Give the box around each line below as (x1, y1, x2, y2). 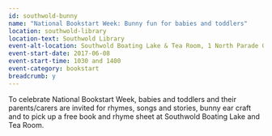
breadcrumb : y (8, 72, 57, 80)
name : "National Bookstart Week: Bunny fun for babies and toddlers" (8, 19, 249, 28)
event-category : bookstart (8, 65, 100, 73)
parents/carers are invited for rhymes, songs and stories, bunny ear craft (8, 103, 252, 113)
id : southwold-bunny (8, 11, 79, 20)
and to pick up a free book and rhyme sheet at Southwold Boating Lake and (8, 111, 261, 121)
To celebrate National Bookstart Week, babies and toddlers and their (8, 94, 237, 104)
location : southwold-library (8, 27, 107, 35)
